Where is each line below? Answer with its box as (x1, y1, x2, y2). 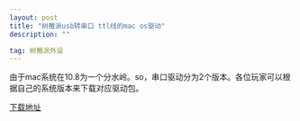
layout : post (9, 13, 59, 22)
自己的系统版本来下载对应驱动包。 (16, 82, 144, 94)
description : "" (9, 30, 70, 39)
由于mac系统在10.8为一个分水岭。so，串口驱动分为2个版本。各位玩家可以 (9, 72, 283, 82)
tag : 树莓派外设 (9, 46, 64, 55)
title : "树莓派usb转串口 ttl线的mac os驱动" (9, 22, 166, 30)
